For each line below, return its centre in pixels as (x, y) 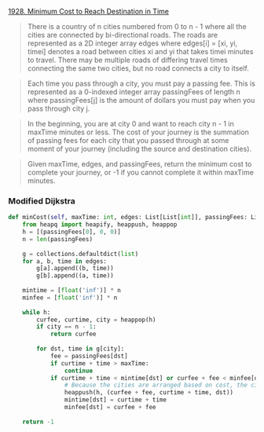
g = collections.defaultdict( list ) (81, 254)
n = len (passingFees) (57, 239)
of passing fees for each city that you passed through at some (128, 140)
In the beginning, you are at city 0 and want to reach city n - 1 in (130, 124)
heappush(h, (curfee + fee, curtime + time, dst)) (149, 393)
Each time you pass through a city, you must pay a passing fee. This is (141, 83)
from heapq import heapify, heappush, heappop (100, 225)
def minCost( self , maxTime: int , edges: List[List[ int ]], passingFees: (128, 218)
